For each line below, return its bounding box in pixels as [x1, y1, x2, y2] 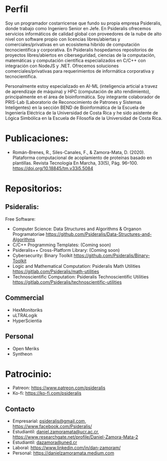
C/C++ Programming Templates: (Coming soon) [12, 242, 111, 248]
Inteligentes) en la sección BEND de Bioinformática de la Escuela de [5, 104, 145, 110]
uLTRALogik [12, 312, 37, 318]
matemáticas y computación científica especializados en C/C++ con [5, 57, 146, 63]
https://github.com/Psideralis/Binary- [73, 252, 150, 258]
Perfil [5, 4, 28, 15]
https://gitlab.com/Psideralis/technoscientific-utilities [12, 279, 122, 285]
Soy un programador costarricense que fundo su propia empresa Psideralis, [5, 20, 162, 26]
